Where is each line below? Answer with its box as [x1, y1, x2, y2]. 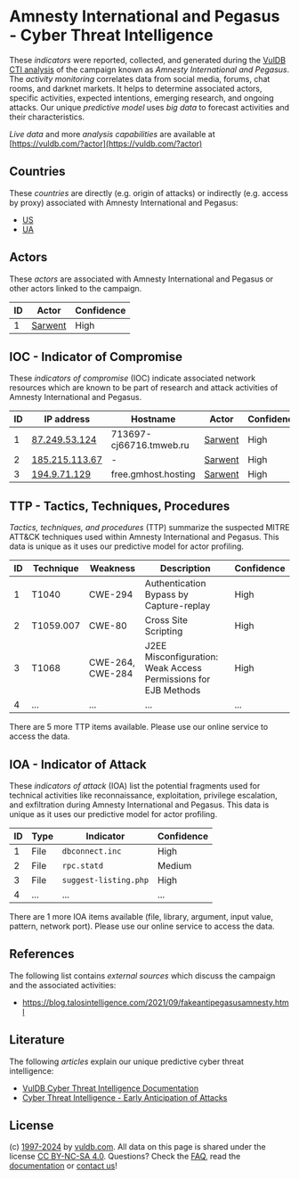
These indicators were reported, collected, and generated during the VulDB [9, 54, 287, 65]
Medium [157, 860, 192, 872]
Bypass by [144, 588, 189, 601]
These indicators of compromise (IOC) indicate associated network [9, 373, 256, 384]
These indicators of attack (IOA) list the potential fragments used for [9, 781, 261, 790]
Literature [9, 1032, 65, 1048]
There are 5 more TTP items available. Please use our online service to [9, 722, 269, 733]
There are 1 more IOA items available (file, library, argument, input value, [9, 912, 274, 921]
